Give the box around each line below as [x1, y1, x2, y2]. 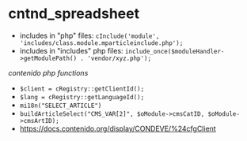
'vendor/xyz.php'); [86, 54, 152, 62]
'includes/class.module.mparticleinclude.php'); [19, 39, 184, 47]
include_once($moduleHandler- [125, 47, 225, 55]
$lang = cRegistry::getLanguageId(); [19, 93, 145, 101]
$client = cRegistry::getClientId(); [19, 84, 145, 93]
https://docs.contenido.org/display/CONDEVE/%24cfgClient [19, 124, 216, 133]
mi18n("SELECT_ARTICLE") [19, 102, 102, 109]
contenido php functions [8, 68, 89, 77]
